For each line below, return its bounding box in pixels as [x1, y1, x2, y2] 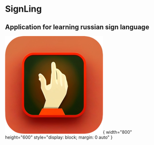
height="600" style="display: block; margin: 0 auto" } [5, 134, 113, 140]
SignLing [5, 3, 42, 15]
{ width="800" [103, 129, 132, 135]
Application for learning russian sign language [5, 23, 150, 31]
